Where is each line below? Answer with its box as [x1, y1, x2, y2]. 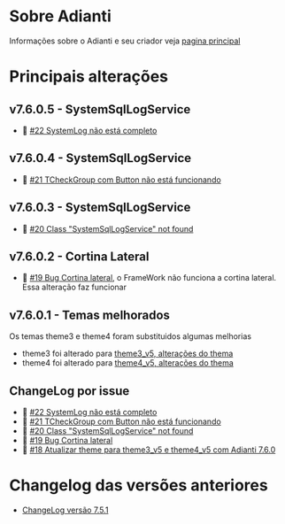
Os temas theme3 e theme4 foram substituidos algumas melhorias [9, 331, 252, 342]
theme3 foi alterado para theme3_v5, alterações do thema [21, 348, 234, 359]
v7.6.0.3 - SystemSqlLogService [9, 200, 191, 215]
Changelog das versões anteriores [9, 475, 268, 496]
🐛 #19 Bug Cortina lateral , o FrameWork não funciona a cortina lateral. [21, 273, 277, 283]
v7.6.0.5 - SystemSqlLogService [9, 102, 191, 117]
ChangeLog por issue [9, 383, 130, 398]
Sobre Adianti [9, 6, 112, 27]
